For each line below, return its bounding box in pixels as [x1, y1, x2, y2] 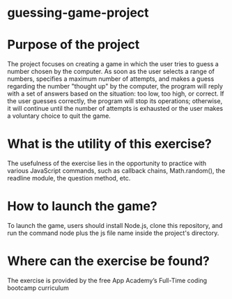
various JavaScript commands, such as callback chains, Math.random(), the [7, 167, 226, 175]
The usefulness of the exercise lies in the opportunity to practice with [7, 159, 207, 168]
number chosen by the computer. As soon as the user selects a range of [7, 68, 215, 76]
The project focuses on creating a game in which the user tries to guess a [7, 60, 219, 68]
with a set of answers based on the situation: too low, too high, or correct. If [7, 89, 224, 98]
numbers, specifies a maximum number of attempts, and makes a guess [7, 75, 215, 83]
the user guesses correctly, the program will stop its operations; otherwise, [7, 97, 223, 105]
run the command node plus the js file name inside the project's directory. [7, 229, 219, 237]
